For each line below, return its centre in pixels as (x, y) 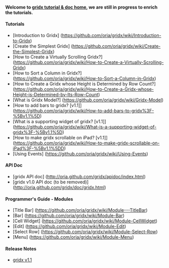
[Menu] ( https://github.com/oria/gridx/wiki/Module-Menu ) (73, 237)
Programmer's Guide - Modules (39, 199)
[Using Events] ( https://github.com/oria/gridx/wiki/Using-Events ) (80, 154)
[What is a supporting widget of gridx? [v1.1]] (59, 121)
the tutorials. (19, 12)
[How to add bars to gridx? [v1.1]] (47, 105)
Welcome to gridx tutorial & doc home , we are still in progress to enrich (81, 7)
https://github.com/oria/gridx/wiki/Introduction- (111, 35)
